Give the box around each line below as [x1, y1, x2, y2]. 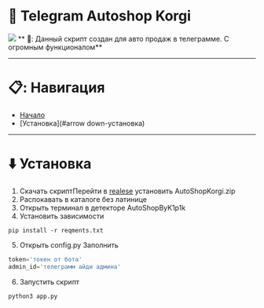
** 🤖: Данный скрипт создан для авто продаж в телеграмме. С [17, 34, 229, 43]
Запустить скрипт [19, 277, 80, 286]
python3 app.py [8, 292, 58, 300]
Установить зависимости [19, 211, 104, 221]
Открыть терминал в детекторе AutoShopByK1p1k [19, 203, 186, 212]
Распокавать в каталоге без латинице [19, 194, 148, 203]
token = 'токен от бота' [8, 255, 82, 263]
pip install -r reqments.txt [8, 226, 104, 234]
